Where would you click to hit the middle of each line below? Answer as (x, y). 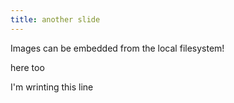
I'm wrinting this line (52, 87)
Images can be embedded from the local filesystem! (117, 48)
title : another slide (55, 19)
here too (27, 67)
